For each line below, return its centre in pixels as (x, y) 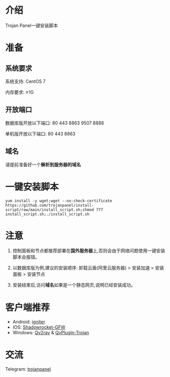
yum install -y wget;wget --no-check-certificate (59, 201)
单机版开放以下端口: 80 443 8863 (40, 134)
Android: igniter (29, 322)
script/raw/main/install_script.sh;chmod (50, 210)
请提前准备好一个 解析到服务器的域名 (43, 164)
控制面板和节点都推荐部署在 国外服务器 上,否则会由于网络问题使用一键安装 (89, 251)
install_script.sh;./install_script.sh (47, 214)
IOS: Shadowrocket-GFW (39, 327)
